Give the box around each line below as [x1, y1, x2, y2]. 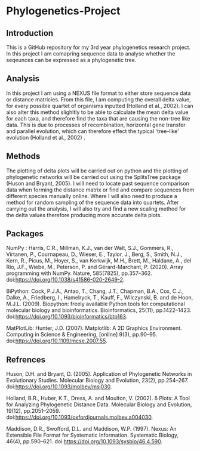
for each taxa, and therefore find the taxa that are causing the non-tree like [6, 115, 190, 122]
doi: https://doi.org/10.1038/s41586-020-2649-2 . [6, 276, 125, 283]
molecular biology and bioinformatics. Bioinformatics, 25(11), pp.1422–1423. [6, 307, 192, 314]
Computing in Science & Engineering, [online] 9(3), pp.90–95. [6, 331, 158, 338]
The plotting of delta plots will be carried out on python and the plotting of [6, 167, 189, 174]
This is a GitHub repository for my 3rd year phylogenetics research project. [6, 44, 191, 51]
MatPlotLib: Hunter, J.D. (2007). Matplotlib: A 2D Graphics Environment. [6, 325, 182, 332]
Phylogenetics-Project [6, 4, 121, 18]
